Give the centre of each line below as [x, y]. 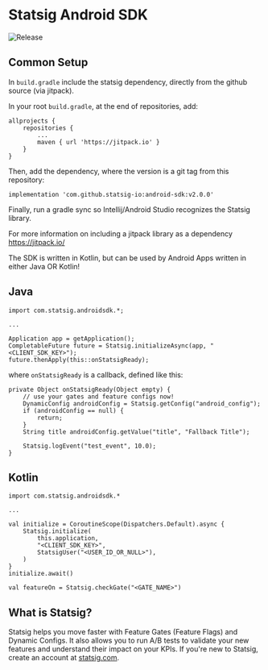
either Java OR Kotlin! [44, 266]
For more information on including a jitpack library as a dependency [121, 233]
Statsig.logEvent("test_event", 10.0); [90, 446]
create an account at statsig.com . [64, 658]
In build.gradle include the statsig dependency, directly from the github [128, 81]
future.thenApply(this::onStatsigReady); [79, 360]
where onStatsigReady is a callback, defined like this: [96, 375]
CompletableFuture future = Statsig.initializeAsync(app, [107, 345]
